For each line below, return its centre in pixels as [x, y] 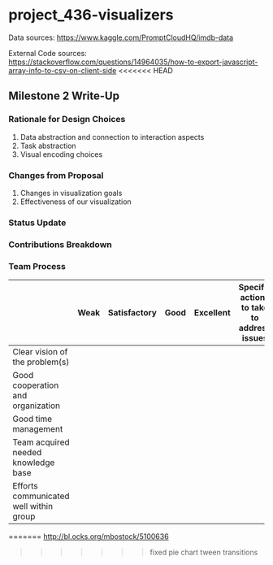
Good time [32, 419]
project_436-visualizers [91, 15]
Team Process [37, 266]
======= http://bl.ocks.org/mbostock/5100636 [89, 537]
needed [27, 453]
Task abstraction [48, 146]
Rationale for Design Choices [67, 120]
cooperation [36, 385]
